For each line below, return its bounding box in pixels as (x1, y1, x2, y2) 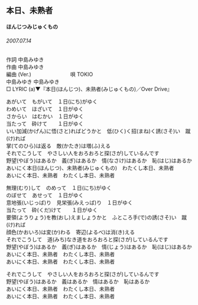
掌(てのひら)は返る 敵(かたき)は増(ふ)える (6, 142, 111, 149)
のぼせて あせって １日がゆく (6, 192, 84, 199)
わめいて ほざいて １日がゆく (6, 106, 84, 113)
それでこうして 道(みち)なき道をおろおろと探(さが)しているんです (6, 236, 168, 243)
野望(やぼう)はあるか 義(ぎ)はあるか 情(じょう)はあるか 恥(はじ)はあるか (6, 244, 192, 251)
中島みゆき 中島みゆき (6, 78, 60, 86)
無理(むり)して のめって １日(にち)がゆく (6, 185, 112, 192)
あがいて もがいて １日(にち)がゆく (6, 98, 98, 105)
